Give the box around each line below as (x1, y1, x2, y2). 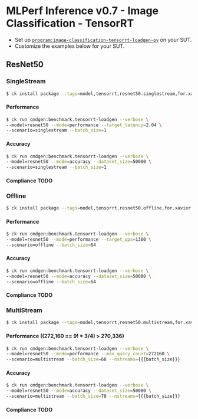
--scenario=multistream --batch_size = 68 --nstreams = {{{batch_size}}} (6, 356, 181, 362)
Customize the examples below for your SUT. (14, 42, 125, 50)
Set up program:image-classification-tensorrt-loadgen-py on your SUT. (14, 36, 192, 43)
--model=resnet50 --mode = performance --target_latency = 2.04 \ (6, 122, 162, 128)
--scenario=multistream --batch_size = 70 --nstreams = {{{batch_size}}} (6, 394, 181, 400)
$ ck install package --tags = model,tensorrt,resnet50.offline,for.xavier (6, 205, 192, 211)
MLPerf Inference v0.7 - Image (6, 4, 159, 18)
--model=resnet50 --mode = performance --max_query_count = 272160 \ (6, 351, 170, 357)
